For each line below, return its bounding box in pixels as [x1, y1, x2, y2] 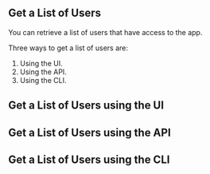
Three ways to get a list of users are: [8, 43, 129, 53]
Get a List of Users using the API [8, 125, 171, 139]
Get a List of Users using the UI [8, 99, 165, 113]
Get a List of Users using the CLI [8, 152, 170, 166]
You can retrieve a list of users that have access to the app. [8, 27, 203, 37]
